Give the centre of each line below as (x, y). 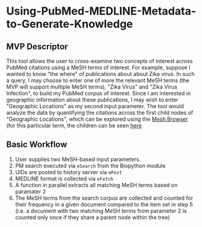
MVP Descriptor (37, 46)
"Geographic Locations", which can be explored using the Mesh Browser (97, 119)
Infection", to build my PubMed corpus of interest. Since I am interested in (99, 93)
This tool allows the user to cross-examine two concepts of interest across (99, 61)
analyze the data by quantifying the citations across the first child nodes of (100, 113)
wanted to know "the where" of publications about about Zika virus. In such (101, 74)
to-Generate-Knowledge (70, 24)
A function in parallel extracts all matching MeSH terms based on (96, 185)
